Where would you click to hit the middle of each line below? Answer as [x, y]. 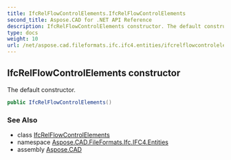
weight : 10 [23, 39]
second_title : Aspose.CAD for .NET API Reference [80, 20]
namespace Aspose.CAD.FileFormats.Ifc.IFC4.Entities [92, 142]
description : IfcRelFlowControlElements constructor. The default [104, 26]
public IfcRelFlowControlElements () [59, 102]
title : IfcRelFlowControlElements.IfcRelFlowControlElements [97, 13]
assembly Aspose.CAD [49, 149]
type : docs [23, 33]
